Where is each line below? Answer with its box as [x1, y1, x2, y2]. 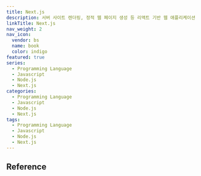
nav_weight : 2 [6, 26, 43, 32]
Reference [6, 162, 47, 172]
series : [6, 60, 26, 66]
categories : [6, 88, 37, 94]
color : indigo [12, 49, 48, 55]
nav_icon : [6, 32, 32, 38]
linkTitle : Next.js [6, 20, 56, 26]
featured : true [6, 54, 45, 60]
